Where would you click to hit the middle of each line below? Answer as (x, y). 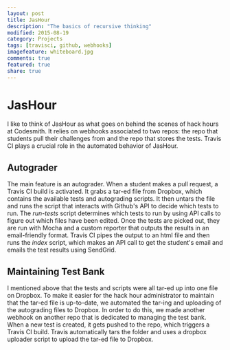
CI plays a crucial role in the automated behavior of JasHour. (93, 146)
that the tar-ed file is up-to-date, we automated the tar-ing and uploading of (114, 303)
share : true (24, 71)
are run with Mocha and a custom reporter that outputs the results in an (108, 228)
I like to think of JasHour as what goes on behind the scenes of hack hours (113, 124)
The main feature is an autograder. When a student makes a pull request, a (113, 184)
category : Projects (35, 39)
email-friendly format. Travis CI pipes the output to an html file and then (108, 235)
